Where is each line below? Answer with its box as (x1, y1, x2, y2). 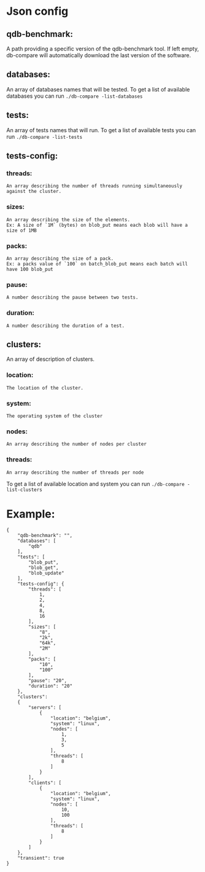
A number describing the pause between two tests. (6, 294, 139, 300)
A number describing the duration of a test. (6, 323, 125, 329)
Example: (6, 507, 55, 520)
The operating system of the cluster (6, 413, 103, 419)
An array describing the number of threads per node (6, 469, 144, 476)
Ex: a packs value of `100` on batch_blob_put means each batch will (6, 261, 188, 267)
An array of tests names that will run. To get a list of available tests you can (6, 126, 196, 133)
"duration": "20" (28, 683, 72, 689)
